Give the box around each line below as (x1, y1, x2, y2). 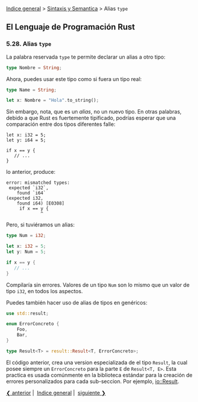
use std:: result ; (6, 310, 49, 316)
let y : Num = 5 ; (6, 249, 46, 255)
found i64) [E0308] (17, 200, 65, 206)
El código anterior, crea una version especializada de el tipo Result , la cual (6, 359, 188, 366)
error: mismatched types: (6, 180, 70, 186)
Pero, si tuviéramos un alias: (6, 221, 75, 228)
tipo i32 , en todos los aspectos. (6, 287, 83, 294)
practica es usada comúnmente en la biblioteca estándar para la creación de (6, 371, 193, 378)
